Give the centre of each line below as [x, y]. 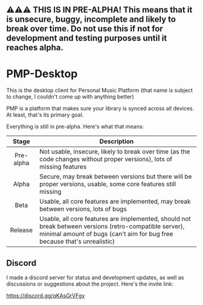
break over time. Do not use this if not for [85, 29]
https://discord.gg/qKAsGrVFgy [46, 296]
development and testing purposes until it [87, 38]
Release [21, 230]
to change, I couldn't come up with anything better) [70, 97]
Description [117, 141]
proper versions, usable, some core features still [108, 184]
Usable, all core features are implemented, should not [115, 219]
